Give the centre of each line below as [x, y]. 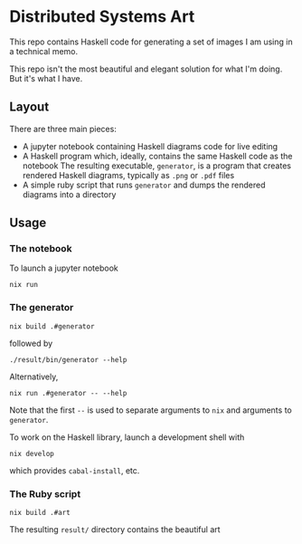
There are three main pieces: [63, 129]
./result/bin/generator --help [68, 359]
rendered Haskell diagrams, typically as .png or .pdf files [128, 175]
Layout [29, 107]
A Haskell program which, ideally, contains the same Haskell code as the [157, 156]
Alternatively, [34, 377]
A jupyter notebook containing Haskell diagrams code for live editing [150, 146]
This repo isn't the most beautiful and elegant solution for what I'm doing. [146, 69]
